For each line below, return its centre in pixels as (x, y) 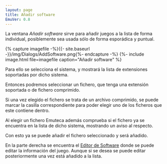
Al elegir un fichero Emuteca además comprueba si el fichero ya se (75, 120)
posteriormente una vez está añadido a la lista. (54, 156)
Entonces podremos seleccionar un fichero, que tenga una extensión (77, 85)
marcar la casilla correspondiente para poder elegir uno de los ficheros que (84, 105)
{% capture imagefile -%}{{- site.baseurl (47, 49)
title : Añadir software (30, 15)
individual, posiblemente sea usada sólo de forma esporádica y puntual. (80, 39)
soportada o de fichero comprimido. (43, 90)
